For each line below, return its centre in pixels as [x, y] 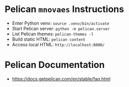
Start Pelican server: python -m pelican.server [61, 28]
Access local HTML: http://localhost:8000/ [58, 44]
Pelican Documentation [55, 65]
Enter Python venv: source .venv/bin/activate [60, 23]
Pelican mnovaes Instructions [64, 9]
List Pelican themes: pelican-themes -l [53, 34]
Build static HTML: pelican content [49, 39]
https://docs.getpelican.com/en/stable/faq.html [61, 78]
